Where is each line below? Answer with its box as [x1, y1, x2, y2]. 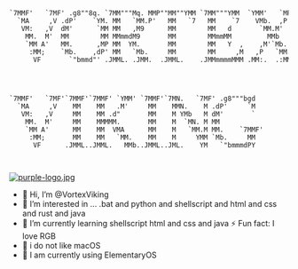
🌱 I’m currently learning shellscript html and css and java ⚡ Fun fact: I [21, 218, 275, 228]
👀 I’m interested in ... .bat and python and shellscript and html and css [21, 199, 278, 209]
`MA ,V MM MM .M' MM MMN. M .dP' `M [17, 102, 255, 111]
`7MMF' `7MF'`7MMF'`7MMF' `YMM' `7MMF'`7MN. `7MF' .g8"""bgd [9, 94, 255, 103]
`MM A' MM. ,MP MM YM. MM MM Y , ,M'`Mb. [25, 40, 288, 49]
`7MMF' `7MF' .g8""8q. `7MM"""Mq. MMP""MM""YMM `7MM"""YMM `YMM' [9, 9, 268, 18]
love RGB [21, 231, 56, 241]
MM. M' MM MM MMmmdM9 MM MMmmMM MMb [25, 32, 279, 41]
